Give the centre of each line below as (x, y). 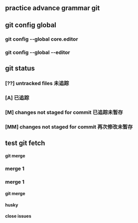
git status (20, 68)
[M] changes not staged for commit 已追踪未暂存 (64, 112)
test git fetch (25, 143)
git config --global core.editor (42, 39)
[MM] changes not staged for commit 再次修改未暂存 (69, 127)
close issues (18, 216)
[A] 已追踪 (17, 97)
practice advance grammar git (52, 8)
